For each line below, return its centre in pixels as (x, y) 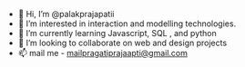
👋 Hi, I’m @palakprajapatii (66, 14)
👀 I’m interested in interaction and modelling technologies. (127, 24)
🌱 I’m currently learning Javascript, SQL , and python (117, 33)
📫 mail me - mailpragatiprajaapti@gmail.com (103, 53)
